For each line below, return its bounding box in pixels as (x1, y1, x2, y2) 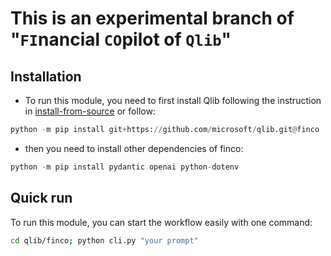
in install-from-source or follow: (24, 105, 156, 117)
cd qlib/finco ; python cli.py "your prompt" (10, 235, 199, 246)
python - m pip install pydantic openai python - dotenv (10, 162, 240, 172)
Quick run (10, 190, 73, 207)
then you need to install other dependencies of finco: (24, 142, 244, 154)
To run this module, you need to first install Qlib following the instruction (24, 95, 322, 106)
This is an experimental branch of (10, 7, 295, 30)
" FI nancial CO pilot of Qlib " (10, 28, 232, 51)
